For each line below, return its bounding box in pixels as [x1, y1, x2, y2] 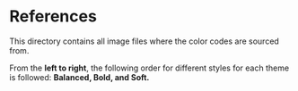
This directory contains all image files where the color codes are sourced [9, 36, 280, 46]
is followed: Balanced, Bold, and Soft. [9, 71, 150, 82]
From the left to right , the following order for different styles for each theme [9, 62, 290, 73]
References [9, 6, 97, 27]
